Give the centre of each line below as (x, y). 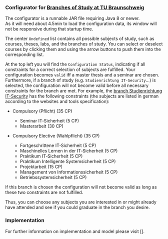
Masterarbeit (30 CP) (42, 126)
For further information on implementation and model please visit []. (75, 231)
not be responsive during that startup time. (49, 29)
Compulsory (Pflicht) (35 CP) (42, 111)
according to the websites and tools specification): (57, 101)
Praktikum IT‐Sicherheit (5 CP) (51, 156)
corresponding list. (24, 54)
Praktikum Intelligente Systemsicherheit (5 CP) (68, 161)
